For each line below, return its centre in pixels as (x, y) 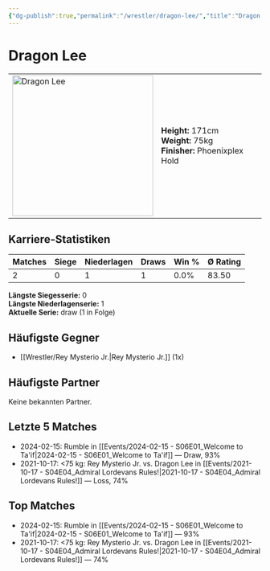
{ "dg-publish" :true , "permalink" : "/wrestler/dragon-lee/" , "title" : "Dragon (135, 16)
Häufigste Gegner (54, 337)
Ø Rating (225, 262)
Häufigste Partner (54, 382)
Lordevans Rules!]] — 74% (64, 559)
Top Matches (42, 506)
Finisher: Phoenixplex (202, 150)
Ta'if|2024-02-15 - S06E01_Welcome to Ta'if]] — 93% (110, 534)
